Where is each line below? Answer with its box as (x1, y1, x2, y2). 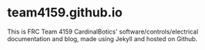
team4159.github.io (7, 5, 123, 21)
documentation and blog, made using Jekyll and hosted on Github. (7, 34, 198, 42)
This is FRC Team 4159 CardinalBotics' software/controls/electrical (7, 27, 199, 36)
